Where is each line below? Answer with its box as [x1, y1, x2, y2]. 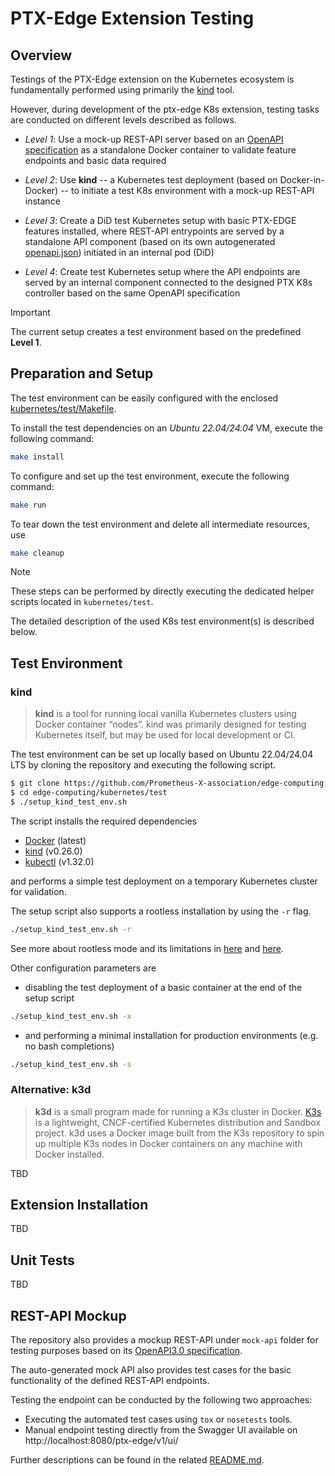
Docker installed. [34, 1148, 105, 1160]
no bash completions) [24, 1040, 115, 1052]
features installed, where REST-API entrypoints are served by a [24, 225, 285, 237]
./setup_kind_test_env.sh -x [10, 1011, 132, 1021]
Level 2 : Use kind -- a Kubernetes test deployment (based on [24, 174, 278, 186]
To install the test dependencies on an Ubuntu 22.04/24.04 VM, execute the [10, 422, 324, 434]
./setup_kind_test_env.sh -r [10, 924, 132, 934]
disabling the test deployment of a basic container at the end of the [24, 981, 303, 993]
